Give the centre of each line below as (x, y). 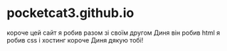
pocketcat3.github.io (70, 13)
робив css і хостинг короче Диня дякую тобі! (75, 40)
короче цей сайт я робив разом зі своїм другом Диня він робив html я (114, 33)
